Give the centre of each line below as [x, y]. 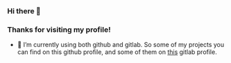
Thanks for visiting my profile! [59, 29]
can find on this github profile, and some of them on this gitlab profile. [117, 52]
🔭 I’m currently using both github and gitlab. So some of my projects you [120, 45]
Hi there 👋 [24, 11]
